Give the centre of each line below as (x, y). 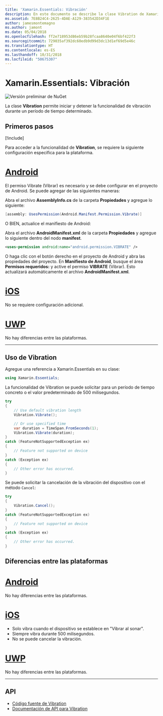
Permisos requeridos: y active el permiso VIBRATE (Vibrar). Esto (70, 266)
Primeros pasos (29, 126)
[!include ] (15, 138)
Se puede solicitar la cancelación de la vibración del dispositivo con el (75, 483)
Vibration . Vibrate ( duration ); (44, 433)
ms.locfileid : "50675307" (31, 59)
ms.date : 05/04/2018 (26, 32)
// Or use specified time (40, 423)
